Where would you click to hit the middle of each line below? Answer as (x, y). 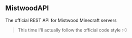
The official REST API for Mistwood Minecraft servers (61, 20)
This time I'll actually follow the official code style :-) (72, 30)
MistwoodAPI (27, 8)
